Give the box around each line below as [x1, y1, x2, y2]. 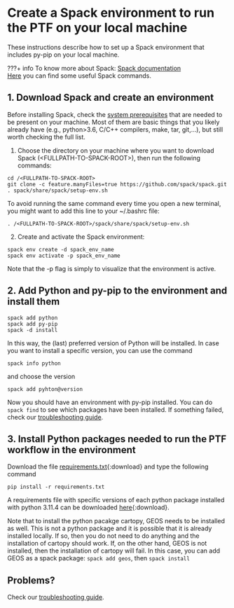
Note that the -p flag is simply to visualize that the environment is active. [7, 264, 216, 272]
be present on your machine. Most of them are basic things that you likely [7, 118, 220, 126]
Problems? [7, 574, 55, 586]
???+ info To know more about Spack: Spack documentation [7, 64, 181, 72]
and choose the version [7, 372, 76, 380]
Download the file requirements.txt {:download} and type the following [7, 462, 209, 471]
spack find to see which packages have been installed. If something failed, [7, 405, 224, 414]
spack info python [7, 359, 61, 367]
